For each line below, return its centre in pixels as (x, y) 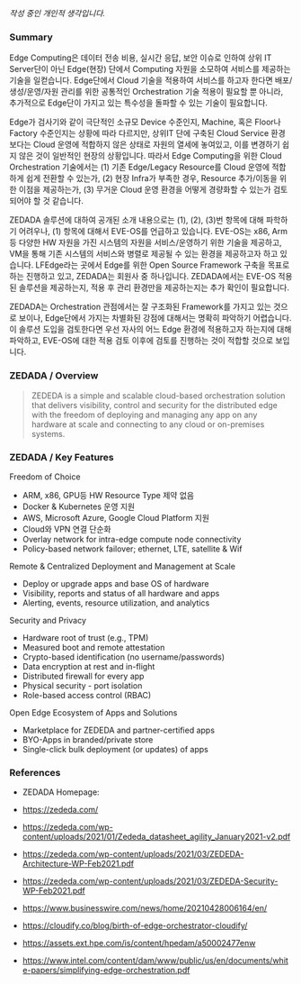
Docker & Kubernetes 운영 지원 (79, 506)
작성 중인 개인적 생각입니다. (58, 13)
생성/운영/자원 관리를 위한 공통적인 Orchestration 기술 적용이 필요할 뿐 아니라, (146, 92)
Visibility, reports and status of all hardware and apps (121, 593)
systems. (48, 433)
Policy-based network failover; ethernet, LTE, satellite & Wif (132, 549)
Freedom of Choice (45, 477)
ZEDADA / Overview (54, 376)
